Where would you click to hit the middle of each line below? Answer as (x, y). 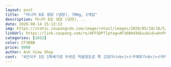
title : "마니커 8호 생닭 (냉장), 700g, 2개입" (51, 15)
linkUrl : (15, 33)
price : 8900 (18, 47)
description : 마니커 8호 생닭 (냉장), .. (46, 19)
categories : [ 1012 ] (26, 38)
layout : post (19, 10)
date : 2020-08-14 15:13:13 (34, 24)
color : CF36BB (20, 43)
